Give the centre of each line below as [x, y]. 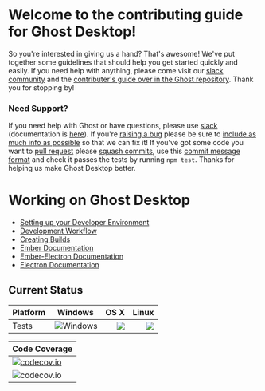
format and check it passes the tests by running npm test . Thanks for [121, 160]
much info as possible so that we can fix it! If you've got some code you [126, 143]
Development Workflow [58, 231]
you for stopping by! [41, 87]
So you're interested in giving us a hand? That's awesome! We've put [122, 53]
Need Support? [38, 108]
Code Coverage [43, 349]
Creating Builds [45, 239]
